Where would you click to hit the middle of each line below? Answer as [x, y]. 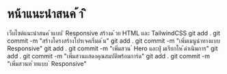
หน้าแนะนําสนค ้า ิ [47, 14]
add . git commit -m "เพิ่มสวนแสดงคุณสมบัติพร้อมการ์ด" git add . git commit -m [109, 56]
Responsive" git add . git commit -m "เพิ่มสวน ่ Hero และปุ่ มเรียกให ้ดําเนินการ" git [112, 48]
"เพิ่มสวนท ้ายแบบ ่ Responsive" [47, 63]
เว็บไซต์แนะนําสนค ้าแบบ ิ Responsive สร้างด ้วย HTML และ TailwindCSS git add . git [114, 33]
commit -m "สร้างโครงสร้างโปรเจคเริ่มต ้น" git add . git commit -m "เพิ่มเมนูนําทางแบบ [114, 41]
